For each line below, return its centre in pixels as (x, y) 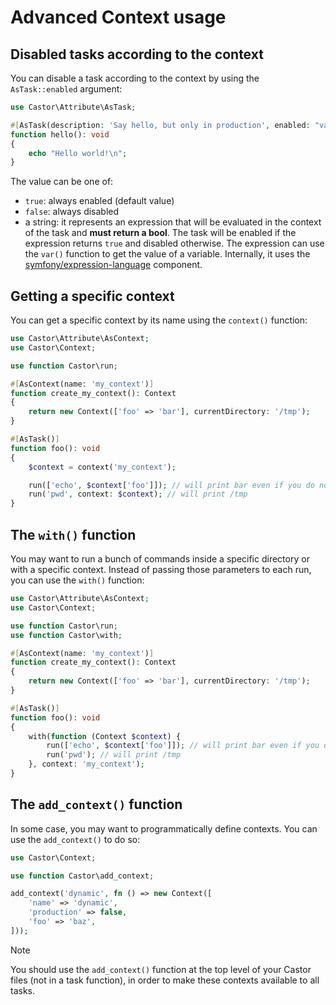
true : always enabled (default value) (99, 201)
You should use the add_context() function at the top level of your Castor (161, 969)
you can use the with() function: (77, 580)
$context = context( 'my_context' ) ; (102, 467)
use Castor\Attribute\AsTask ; (73, 107)
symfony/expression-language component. (113, 265)
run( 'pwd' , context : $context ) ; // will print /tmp (138, 494)
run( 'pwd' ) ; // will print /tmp (114, 755)
